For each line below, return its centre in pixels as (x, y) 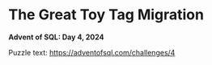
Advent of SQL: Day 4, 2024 (56, 37)
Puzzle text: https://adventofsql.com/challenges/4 (92, 52)
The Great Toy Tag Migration (106, 15)
